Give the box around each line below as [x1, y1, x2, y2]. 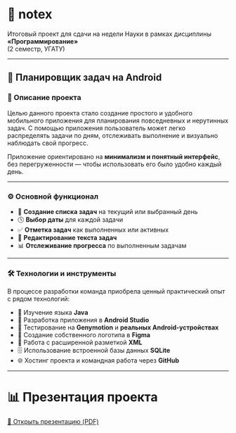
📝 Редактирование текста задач [17, 233, 117, 241]
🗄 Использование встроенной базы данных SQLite [17, 346, 171, 355]
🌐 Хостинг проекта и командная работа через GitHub [17, 356, 180, 365]
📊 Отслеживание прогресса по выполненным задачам [17, 241, 187, 249]
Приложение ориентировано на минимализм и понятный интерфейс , [7, 152, 221, 161]
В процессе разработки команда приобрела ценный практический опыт [7, 287, 225, 296]
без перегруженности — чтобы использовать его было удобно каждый [7, 160, 222, 168]
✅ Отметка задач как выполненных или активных [17, 225, 169, 234]
